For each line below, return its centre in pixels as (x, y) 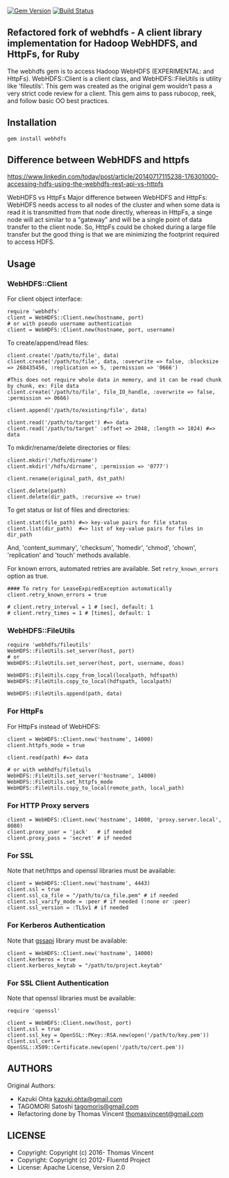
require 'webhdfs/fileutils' (49, 645)
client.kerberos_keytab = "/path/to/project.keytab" (85, 965)
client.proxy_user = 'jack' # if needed (69, 832)
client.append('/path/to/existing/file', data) (77, 411)
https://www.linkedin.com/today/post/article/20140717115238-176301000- (113, 177)
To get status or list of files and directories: (68, 510)
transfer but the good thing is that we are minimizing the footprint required (113, 235)
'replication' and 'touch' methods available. (69, 555)
